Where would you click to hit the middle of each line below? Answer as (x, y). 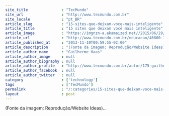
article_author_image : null (40, 56)
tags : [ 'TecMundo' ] (49, 84)
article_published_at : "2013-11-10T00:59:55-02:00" (66, 43)
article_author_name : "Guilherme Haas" (54, 52)
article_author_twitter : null (40, 75)
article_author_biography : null (40, 61)
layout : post (40, 94)
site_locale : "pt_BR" (44, 19)
